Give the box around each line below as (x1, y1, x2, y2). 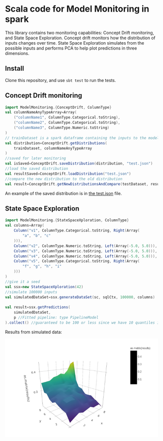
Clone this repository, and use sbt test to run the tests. (5, 77, 116, 83)
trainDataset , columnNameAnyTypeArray (14, 146, 92, 151)
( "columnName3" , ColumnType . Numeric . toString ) (14, 125, 110, 131)
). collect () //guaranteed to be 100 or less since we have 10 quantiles (5, 320, 155, 325)
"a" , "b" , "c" (22, 233, 51, 238)
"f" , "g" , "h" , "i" (22, 264, 62, 269)
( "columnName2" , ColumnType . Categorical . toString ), (14, 120, 120, 125)
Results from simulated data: (5, 329, 62, 335)
